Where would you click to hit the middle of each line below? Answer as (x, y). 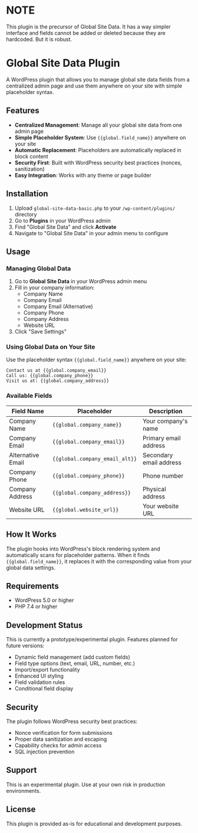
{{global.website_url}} (85, 510)
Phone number (163, 475)
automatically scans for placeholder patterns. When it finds (78, 555)
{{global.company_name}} (87, 424)
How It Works (32, 535)
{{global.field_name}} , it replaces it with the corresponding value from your (99, 561)
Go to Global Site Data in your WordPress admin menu (81, 281)
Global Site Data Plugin (63, 63)
